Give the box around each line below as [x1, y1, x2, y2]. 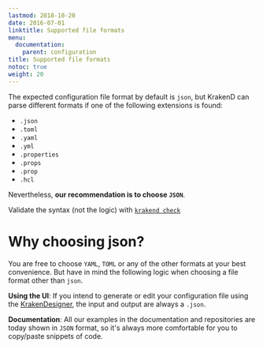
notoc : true [8, 63, 47, 71]
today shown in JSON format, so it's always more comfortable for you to [8, 323, 238, 332]
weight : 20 [8, 70, 44, 78]
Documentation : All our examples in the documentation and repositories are [8, 314, 256, 324]
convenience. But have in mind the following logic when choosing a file [8, 267, 239, 276]
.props [19, 159, 42, 167]
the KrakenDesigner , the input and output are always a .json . [8, 299, 206, 309]
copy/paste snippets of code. [8, 331, 104, 340]
